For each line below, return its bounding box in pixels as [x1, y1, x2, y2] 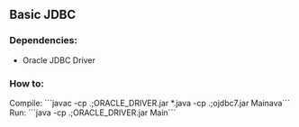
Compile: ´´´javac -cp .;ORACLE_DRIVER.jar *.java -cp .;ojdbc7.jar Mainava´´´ [9, 97, 291, 108]
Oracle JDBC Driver [22, 54, 96, 66]
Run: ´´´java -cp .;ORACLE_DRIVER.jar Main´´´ [9, 107, 177, 118]
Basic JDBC [9, 7, 77, 23]
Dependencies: [9, 34, 78, 47]
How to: [9, 77, 45, 89]
